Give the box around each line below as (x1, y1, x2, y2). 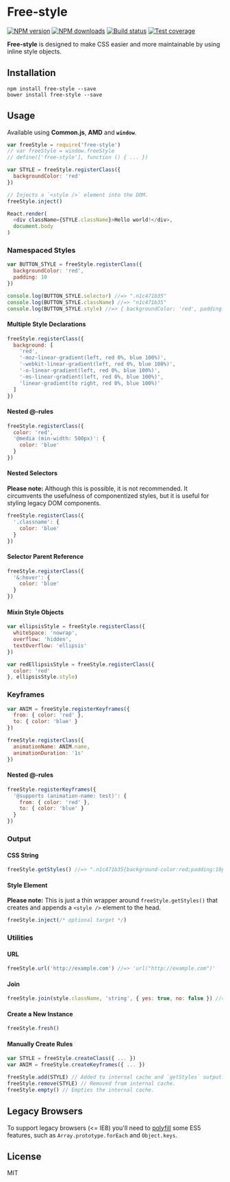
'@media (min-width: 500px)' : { (13, 436, 106, 442)
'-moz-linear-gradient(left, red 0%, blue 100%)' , (19, 354, 167, 362)
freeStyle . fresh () (7, 1025, 60, 1032)
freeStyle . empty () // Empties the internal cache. (7, 1086, 155, 1093)
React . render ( (7, 210, 48, 217)
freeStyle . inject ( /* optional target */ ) (7, 917, 127, 924)
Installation (7, 67, 56, 79)
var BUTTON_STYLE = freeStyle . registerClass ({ (7, 261, 142, 268)
